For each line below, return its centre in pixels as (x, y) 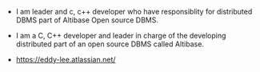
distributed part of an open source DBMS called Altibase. (110, 44)
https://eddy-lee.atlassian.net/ (66, 60)
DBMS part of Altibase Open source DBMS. (87, 20)
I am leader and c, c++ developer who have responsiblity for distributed (134, 12)
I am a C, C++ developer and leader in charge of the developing (121, 36)
